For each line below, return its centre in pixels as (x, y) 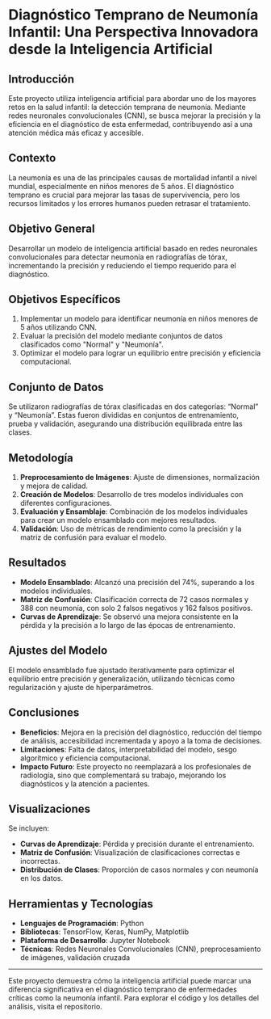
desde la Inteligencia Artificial (110, 49)
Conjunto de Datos (56, 387)
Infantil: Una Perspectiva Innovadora (133, 32)
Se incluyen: (29, 828)
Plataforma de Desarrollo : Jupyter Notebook (95, 941)
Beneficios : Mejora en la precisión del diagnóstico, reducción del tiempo (141, 732)
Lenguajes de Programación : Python (82, 924)
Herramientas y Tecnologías (81, 904)
